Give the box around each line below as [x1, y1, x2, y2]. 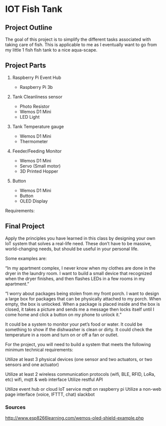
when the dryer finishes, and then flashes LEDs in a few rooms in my [5, 276, 145, 282]
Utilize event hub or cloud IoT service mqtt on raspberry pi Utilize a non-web [5, 386, 162, 392]
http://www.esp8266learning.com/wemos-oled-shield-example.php [5, 415, 144, 421]
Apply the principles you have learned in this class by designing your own [5, 235, 156, 241]
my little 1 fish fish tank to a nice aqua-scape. [5, 47, 98, 53]
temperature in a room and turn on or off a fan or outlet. [5, 332, 119, 338]
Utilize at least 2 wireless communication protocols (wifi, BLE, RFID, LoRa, [5, 371, 156, 377]
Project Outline [5, 23, 53, 32]
